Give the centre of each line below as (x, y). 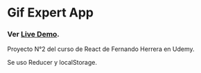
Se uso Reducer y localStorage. (52, 63)
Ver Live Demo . (34, 34)
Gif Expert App (50, 13)
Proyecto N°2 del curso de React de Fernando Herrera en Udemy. (101, 49)
